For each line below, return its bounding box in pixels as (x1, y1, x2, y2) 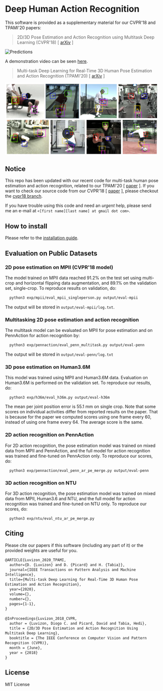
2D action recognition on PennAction (5, 431, 94, 438)
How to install (5, 222, 48, 230)
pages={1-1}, (9, 601, 36, 606)
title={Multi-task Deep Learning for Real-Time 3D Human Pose (9, 577, 138, 582)
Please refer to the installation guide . (5, 235, 79, 241)
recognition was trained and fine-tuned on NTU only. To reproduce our (5, 501, 147, 507)
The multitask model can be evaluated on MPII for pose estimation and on (5, 327, 153, 333)
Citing (5, 529, 24, 538)
